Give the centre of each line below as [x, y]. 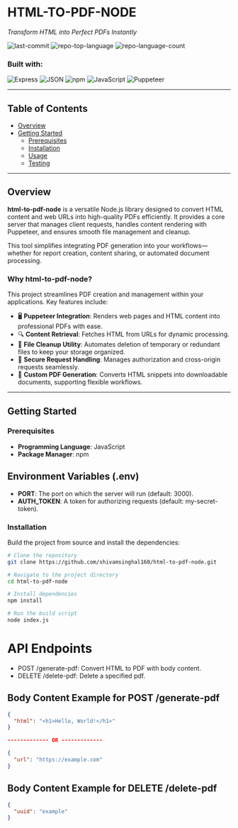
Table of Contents [48, 108]
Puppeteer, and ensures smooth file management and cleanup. [99, 232]
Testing [39, 163]
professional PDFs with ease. [60, 326]
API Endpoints [50, 649]
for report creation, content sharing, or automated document [121, 253]
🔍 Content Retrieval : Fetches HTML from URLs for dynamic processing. [124, 335]
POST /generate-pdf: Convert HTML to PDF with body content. [109, 668]
